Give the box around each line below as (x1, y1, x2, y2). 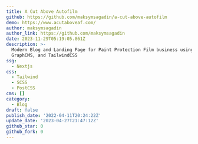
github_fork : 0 (6, 129, 44, 135)
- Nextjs (11, 63, 33, 69)
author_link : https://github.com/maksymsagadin (6, 31, 126, 36)
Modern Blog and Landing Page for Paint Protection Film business (11, 47, 178, 53)
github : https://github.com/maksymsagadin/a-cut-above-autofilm (6, 14, 167, 20)
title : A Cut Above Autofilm (6, 8, 78, 15)
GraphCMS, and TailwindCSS (11, 52, 78, 58)
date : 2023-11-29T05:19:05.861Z (6, 36, 85, 42)
